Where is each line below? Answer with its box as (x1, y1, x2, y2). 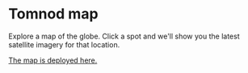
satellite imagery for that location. (8, 39, 120, 49)
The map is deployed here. (8, 55, 98, 65)
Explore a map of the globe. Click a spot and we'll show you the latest (8, 31, 240, 41)
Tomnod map (8, 5, 99, 23)
